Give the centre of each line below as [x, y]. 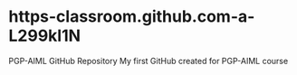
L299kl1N [45, 36]
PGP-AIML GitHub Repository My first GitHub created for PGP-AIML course [148, 61]
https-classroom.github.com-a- [132, 17]
